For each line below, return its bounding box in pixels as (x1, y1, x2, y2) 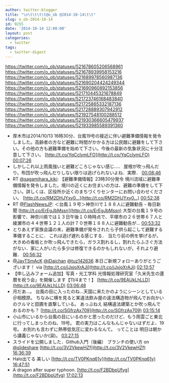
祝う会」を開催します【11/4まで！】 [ (21, 277, 99, 283)
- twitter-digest (10, 49, 46, 54)
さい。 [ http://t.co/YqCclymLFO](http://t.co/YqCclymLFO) (30, 152, 150, 158)
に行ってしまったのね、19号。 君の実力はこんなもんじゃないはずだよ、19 (12, 320, 164, 326)
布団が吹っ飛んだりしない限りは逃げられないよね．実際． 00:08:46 (21, 169, 161, 175)
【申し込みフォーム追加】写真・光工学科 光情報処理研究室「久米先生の (12, 270, 160, 276)
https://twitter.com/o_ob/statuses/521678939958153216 (5, 69, 122, 75)
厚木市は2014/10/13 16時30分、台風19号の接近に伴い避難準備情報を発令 (12, 133, 162, 139)
